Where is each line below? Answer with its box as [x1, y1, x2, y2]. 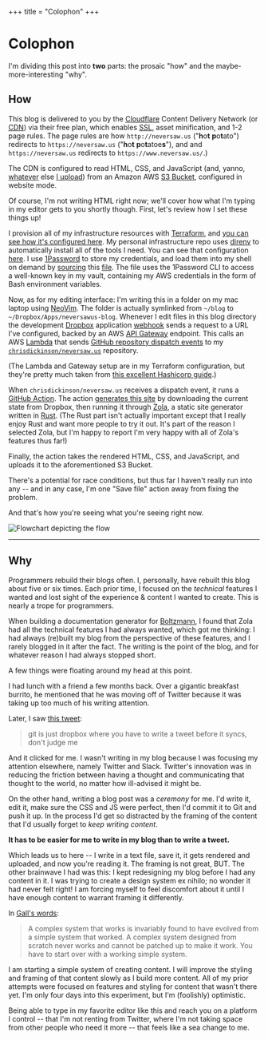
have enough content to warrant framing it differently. [8, 892, 185, 902]
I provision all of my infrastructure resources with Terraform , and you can [8, 228, 249, 238]
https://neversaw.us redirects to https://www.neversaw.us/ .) [8, 148, 208, 157]
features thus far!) [8, 435, 68, 446]
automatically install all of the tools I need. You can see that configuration [8, 245, 249, 255]
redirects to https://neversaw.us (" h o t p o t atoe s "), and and [8, 139, 203, 149]
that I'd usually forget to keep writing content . [8, 819, 158, 829]
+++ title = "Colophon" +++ [8, 7, 100, 16]
